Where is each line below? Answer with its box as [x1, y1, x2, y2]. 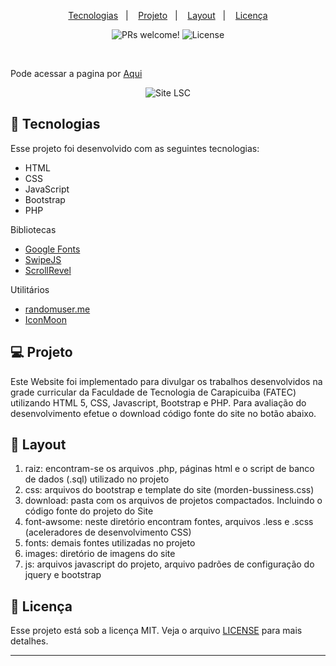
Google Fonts [24, 243, 81, 255]
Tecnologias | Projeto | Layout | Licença [68, 10, 268, 21]
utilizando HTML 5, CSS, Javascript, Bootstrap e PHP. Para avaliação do [10, 396, 307, 409]
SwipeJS [24, 253, 62, 265]
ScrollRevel [24, 264, 72, 276]
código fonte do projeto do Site [24, 505, 154, 517]
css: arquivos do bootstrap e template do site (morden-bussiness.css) [24, 484, 315, 496]
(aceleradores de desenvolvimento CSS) [24, 526, 192, 539]
